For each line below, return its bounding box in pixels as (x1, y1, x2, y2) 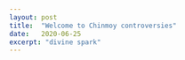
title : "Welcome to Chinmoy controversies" (9, 21, 177, 30)
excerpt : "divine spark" (9, 37, 101, 47)
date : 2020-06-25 (9, 29, 82, 38)
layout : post (9, 12, 58, 22)
